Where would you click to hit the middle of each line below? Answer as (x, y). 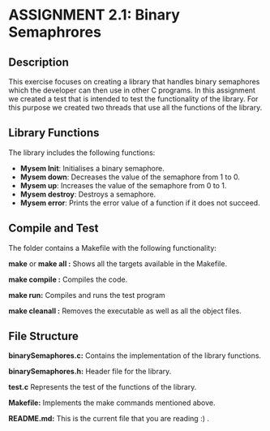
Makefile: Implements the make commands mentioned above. (112, 403)
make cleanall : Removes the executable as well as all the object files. (125, 311)
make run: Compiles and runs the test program (87, 295)
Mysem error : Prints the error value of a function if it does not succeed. (140, 203)
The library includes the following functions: (82, 153)
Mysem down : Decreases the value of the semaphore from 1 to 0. (130, 177)
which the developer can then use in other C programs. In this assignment (132, 90)
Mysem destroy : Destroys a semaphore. (88, 194)
